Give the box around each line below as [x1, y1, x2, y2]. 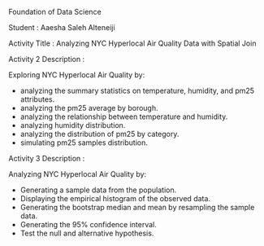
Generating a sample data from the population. [19, 185, 177, 195]
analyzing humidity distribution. [19, 121, 126, 130]
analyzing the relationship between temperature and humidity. [19, 112, 228, 121]
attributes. [19, 94, 55, 104]
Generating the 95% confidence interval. [19, 220, 157, 229]
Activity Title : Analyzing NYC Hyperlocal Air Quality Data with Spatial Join [8, 38, 257, 48]
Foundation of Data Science [8, 7, 102, 16]
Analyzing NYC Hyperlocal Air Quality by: [8, 169, 147, 178]
